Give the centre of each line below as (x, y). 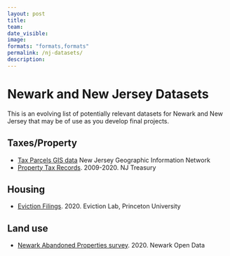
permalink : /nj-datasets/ (45, 53)
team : (15, 27)
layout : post (26, 14)
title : (17, 20)
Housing (26, 189)
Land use (28, 228)
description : (26, 60)
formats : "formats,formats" (48, 46)
